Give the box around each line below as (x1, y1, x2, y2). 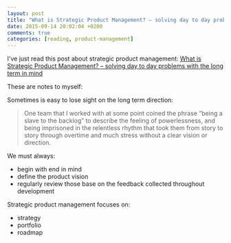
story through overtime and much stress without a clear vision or (23, 131, 208, 140)
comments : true (7, 29, 51, 36)
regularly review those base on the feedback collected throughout (16, 180, 205, 188)
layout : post (7, 10, 45, 17)
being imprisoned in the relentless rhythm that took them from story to (23, 124, 223, 132)
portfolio (16, 221, 41, 229)
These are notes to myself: (7, 83, 83, 91)
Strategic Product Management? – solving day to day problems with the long (7, 62, 223, 70)
